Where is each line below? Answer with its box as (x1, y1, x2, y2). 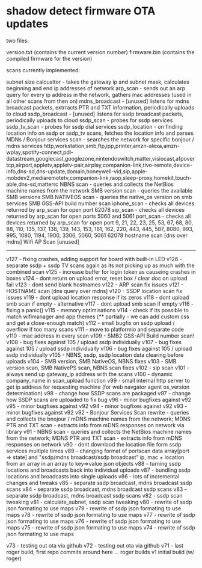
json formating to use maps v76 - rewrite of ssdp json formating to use (6, 517, 182, 525)
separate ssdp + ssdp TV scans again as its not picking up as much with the (6, 262, 195, 269)
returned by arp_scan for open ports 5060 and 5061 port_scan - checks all (6, 212, 191, 220)
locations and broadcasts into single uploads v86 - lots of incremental (6, 472, 180, 480)
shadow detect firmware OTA (6, 4, 156, 18)
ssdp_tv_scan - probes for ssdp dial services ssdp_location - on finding (6, 123, 183, 130)
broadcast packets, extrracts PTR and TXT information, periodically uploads (6, 103, 194, 111)
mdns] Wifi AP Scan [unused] (6, 238, 80, 245)
